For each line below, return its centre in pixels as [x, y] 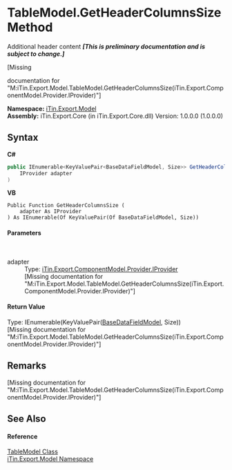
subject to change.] [36, 54]
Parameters [24, 233]
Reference [22, 436]
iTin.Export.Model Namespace [50, 459]
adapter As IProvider [50, 212]
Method [30, 27]
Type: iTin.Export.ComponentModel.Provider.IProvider [101, 269]
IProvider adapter [46, 173]
